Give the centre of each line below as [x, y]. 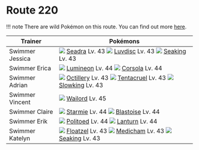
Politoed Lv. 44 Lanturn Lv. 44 [112, 121]
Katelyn [20, 138]
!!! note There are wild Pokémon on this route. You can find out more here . [96, 27]
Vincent [20, 102]
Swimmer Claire [31, 112]
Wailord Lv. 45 [86, 98]
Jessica [20, 58]
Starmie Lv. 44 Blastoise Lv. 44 [113, 112]
